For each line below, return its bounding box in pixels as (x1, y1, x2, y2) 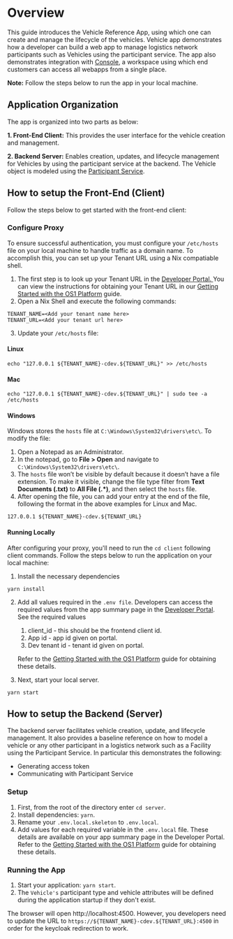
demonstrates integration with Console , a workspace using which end (7, 57, 208, 66)
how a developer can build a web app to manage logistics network (7, 43, 198, 51)
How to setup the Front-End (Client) (7, 187, 165, 199)
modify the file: (7, 435, 51, 443)
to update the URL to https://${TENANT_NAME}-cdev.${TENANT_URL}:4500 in (7, 917, 219, 925)
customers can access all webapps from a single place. (7, 65, 167, 73)
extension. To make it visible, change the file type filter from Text (17, 477, 204, 486)
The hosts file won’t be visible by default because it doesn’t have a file (17, 470, 220, 479)
